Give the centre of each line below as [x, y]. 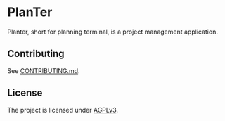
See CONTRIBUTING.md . [44, 70]
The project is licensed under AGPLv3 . [63, 110]
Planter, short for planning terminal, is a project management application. [112, 32]
